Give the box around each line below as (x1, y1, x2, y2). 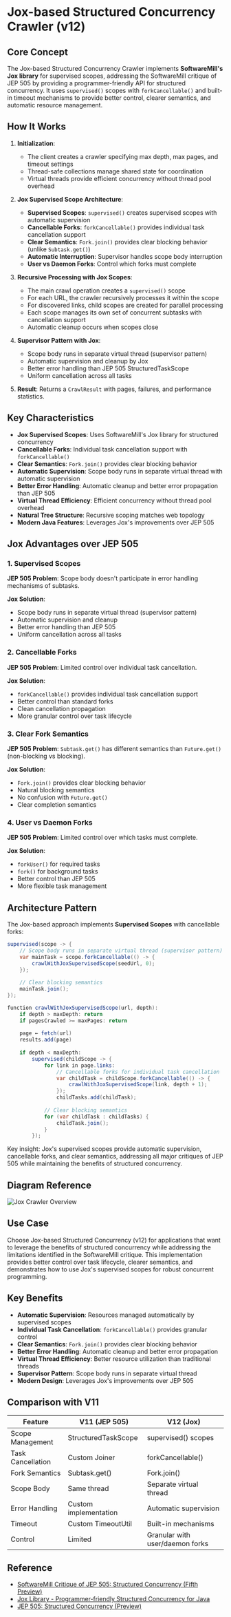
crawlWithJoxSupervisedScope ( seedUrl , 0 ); (32, 960, 155, 967)
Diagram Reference (7, 1179, 91, 1191)
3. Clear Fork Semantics (7, 729, 89, 739)
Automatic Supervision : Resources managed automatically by (16, 1311, 195, 1319)
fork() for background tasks (16, 867, 98, 876)
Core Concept (7, 46, 69, 58)
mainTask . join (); (19, 986, 69, 993)
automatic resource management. (7, 101, 103, 109)
